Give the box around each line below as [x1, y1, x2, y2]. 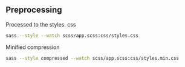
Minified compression [5, 43, 60, 51]
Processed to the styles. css [5, 21, 76, 28]
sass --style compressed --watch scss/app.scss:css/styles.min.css [5, 55, 180, 61]
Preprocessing [5, 5, 62, 15]
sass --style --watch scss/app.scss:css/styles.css [5, 33, 138, 39]
